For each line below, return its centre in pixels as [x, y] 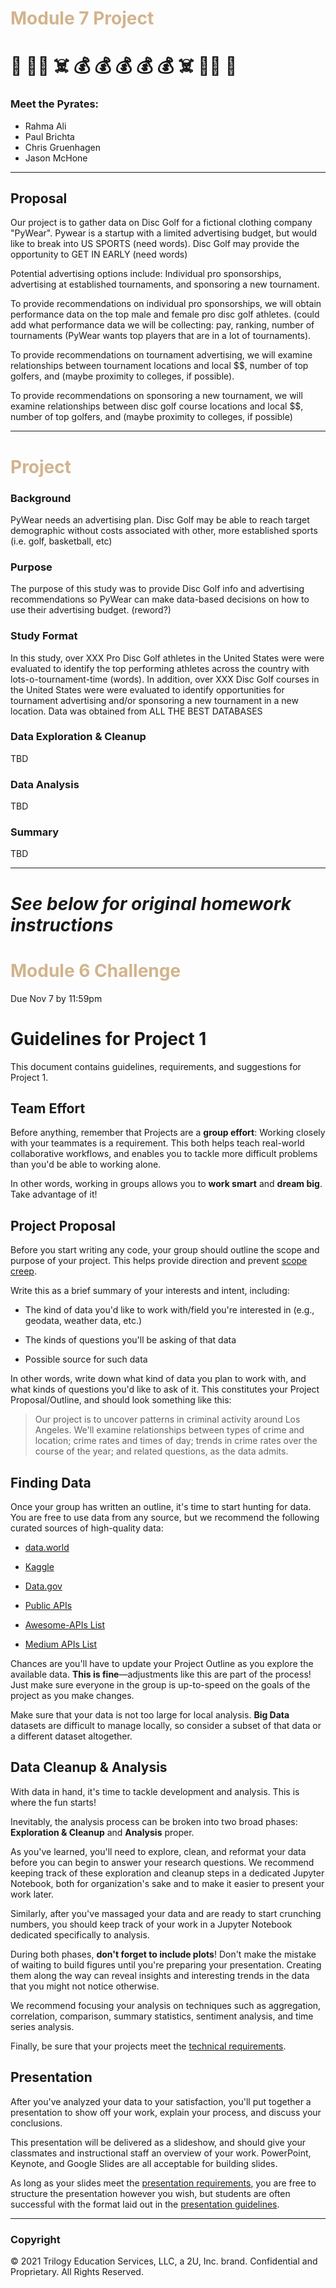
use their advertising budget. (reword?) [91, 610]
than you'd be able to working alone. [86, 1164]
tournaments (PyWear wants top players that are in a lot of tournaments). [161, 336]
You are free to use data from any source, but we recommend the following [165, 1517]
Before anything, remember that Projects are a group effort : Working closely [168, 1133]
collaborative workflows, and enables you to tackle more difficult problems [164, 1154]
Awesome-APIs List [65, 1624]
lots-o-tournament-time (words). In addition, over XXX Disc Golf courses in [165, 679]
